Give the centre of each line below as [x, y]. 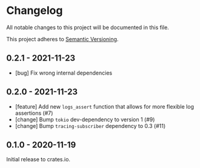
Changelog [35, 11]
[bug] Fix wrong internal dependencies [64, 73]
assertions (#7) [34, 113]
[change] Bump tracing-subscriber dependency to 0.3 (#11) [90, 126]
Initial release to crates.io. [38, 160]
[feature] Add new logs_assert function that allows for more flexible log [104, 106]
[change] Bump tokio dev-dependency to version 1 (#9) [85, 119]
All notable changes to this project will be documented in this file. [88, 27]
